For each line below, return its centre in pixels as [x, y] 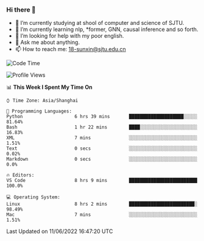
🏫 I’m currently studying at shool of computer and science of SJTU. [100, 23]
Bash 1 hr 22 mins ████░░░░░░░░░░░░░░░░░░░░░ [102, 127]
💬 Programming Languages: [39, 111]
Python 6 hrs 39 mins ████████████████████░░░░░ [102, 117]
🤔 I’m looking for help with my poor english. [69, 36]
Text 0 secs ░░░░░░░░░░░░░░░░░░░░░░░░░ [102, 148]
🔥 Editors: [20, 175]
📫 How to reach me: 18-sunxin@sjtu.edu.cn [70, 49]
